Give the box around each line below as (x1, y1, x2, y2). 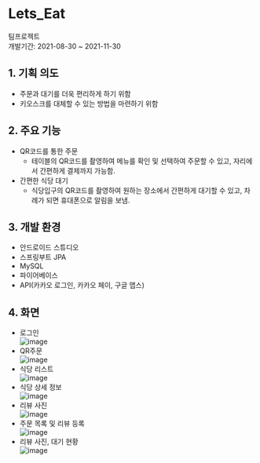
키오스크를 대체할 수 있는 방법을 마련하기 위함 (19, 99, 159, 108)
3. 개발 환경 (8, 221, 61, 234)
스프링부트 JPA (19, 253, 67, 262)
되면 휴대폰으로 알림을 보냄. (46, 195, 130, 205)
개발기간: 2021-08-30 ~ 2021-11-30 (8, 41, 122, 51)
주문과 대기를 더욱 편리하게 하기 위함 (19, 89, 131, 98)
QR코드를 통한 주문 (19, 146, 79, 155)
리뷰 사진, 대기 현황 (19, 437, 79, 447)
